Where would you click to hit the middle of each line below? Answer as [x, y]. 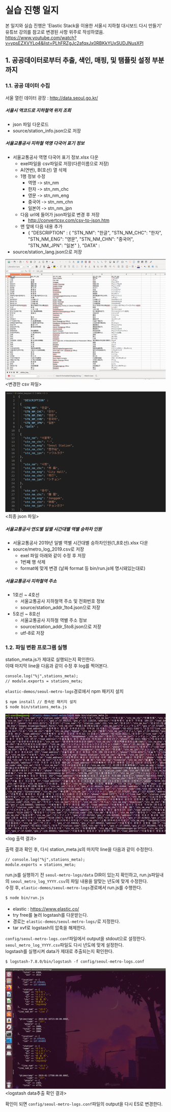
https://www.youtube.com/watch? [41, 37]
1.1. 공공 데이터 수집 [28, 86]
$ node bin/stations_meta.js [36, 707]
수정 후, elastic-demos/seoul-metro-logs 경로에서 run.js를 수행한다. [74, 887]
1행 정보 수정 [33, 176]
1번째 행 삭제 [33, 562]
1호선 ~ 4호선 [26, 594]
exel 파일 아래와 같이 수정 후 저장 [53, 556]
